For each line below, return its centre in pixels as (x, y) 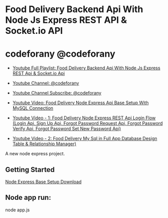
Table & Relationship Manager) (44, 144)
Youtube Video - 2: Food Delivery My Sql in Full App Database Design (85, 139)
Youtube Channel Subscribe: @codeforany (57, 93)
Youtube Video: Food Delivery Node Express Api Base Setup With (80, 103)
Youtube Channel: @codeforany (46, 83)
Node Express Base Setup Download (43, 182)
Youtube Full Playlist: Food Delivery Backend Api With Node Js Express (86, 68)
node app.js (18, 210)
